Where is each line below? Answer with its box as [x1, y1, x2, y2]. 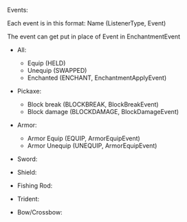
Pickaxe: [16, 87, 42, 95]
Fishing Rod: [16, 181, 53, 190]
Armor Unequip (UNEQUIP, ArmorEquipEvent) [27, 142, 157, 150]
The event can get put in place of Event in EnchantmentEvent [7, 32, 181, 41]
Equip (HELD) [27, 59, 66, 67]
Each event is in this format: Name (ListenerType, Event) [7, 19, 166, 27]
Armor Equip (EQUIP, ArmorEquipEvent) [27, 134, 141, 142]
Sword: [16, 155, 38, 163]
